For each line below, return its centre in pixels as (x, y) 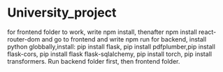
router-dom (24, 39)
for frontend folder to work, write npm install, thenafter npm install (102, 32)
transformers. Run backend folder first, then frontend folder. (94, 61)
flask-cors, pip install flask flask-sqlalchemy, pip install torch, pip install (109, 54)
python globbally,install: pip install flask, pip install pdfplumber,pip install (111, 46)
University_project (62, 13)
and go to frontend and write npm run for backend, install (124, 39)
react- (207, 32)
